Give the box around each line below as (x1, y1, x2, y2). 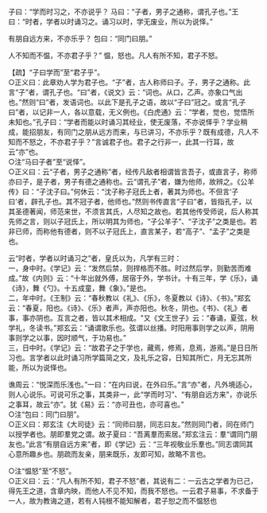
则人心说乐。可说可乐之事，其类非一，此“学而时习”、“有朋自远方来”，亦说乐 (8, 390, 257, 399)
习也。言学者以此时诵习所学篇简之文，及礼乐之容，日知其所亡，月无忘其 (8, 353, 245, 362)
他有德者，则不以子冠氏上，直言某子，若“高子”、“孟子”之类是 (49, 227, 250, 236)
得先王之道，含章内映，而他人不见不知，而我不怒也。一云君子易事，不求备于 (8, 486, 259, 496)
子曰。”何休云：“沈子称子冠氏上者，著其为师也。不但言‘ (52, 187, 232, 196)
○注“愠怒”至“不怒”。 (8, 466, 76, 476)
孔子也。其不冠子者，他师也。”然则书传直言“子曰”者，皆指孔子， (37, 197, 246, 206)
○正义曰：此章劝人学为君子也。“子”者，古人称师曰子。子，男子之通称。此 (8, 78, 251, 87)
